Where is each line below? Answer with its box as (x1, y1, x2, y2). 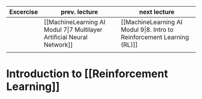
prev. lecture (61, 8, 98, 16)
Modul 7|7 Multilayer (44, 25, 103, 34)
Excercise (9, 8, 38, 16)
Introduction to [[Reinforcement (6, 67, 168, 81)
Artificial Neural (44, 33, 88, 41)
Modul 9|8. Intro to (121, 25, 174, 34)
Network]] (44, 40, 73, 49)
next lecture (139, 8, 175, 16)
